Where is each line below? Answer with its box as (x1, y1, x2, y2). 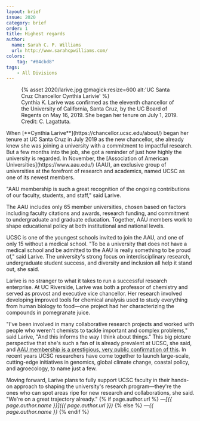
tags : (6, 64, 20, 70)
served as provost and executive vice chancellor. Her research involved (6, 290, 182, 297)
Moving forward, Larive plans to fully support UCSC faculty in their (6, 377, 170, 384)
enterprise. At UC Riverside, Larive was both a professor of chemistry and (6, 284, 188, 291)
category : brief (6, 20, 47, 26)
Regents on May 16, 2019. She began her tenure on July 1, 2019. (21, 112, 178, 119)
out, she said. (6, 266, 40, 273)
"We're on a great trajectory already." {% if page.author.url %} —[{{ (6, 395, 172, 403)
